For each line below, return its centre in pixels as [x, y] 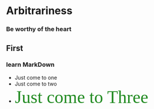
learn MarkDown [30, 64]
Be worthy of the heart [39, 29]
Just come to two [36, 84]
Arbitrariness [39, 11]
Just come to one [36, 77]
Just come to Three [81, 97]
